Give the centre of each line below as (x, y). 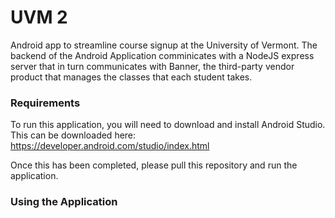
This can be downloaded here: (73, 135)
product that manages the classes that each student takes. (131, 77)
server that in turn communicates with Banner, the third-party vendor (152, 66)
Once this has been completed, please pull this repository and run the (154, 165)
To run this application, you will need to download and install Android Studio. (168, 125)
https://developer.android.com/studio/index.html (110, 146)
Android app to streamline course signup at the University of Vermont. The (164, 45)
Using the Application (64, 202)
